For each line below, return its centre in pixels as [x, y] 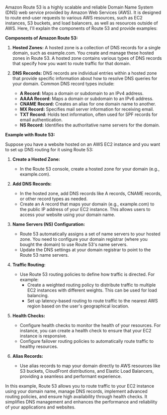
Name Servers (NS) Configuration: [49, 224]
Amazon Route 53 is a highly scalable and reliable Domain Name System [79, 7]
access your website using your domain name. [67, 214]
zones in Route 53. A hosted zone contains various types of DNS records [87, 58]
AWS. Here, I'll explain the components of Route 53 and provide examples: [81, 28]
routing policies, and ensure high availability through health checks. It [76, 397]
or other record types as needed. [54, 199]
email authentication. [41, 120]
